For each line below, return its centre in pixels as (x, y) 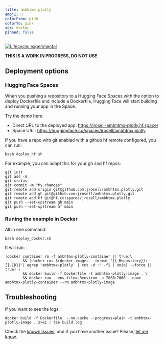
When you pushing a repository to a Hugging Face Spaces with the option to (82, 96)
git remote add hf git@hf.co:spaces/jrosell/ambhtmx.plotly (68, 198)
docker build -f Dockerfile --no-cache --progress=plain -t (69, 318)
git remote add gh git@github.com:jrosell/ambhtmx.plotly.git (70, 194)
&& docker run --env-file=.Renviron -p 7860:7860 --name (82, 278)
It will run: (15, 247)
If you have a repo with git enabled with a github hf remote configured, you (81, 140)
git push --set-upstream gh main (39, 202)
